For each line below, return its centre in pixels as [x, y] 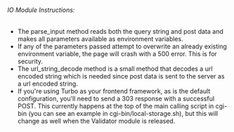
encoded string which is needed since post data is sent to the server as [121, 77]
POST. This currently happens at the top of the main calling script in [116, 106]
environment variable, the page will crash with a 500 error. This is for [117, 54]
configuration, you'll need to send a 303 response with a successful [116, 99]
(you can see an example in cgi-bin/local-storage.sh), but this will [123, 114]
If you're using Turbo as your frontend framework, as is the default [114, 91]
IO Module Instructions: [41, 10]
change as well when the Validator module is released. [96, 121]
